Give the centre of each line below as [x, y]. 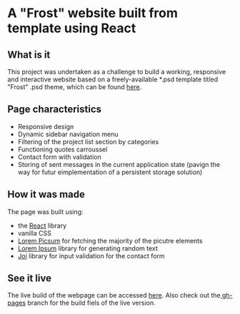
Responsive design [46, 126]
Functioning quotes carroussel [62, 149]
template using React [72, 28]
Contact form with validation [59, 157]
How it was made [46, 194]
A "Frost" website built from [93, 13]
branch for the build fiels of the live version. [91, 303]
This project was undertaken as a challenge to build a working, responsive [117, 72]
